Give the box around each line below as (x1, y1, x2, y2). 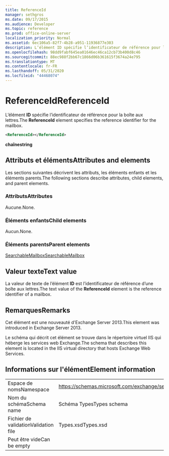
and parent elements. (5, 180, 49, 186)
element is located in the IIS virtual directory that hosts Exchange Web (5, 345, 151, 351)
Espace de (8, 380, 33, 387)
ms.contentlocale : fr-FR (5, 64, 57, 69)
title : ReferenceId (5, 7, 46, 13)
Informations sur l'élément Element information (5, 365, 156, 374)
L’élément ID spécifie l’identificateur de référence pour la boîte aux (5, 112, 143, 118)
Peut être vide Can (8, 436, 50, 443)
